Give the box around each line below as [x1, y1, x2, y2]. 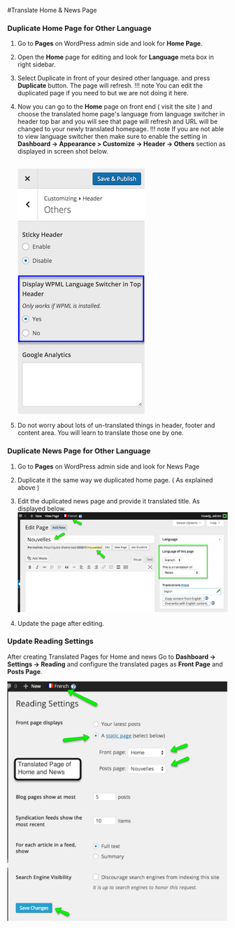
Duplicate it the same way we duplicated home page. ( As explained [17, 476, 213, 484]
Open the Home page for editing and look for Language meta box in [17, 53, 215, 62]
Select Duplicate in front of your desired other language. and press [17, 74, 211, 83]
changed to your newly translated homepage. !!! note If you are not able [17, 125, 225, 133]
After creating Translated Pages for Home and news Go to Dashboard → [7, 652, 216, 661]
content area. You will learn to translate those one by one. [17, 429, 184, 437]
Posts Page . [7, 667, 43, 675]
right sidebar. [17, 60, 56, 69]
